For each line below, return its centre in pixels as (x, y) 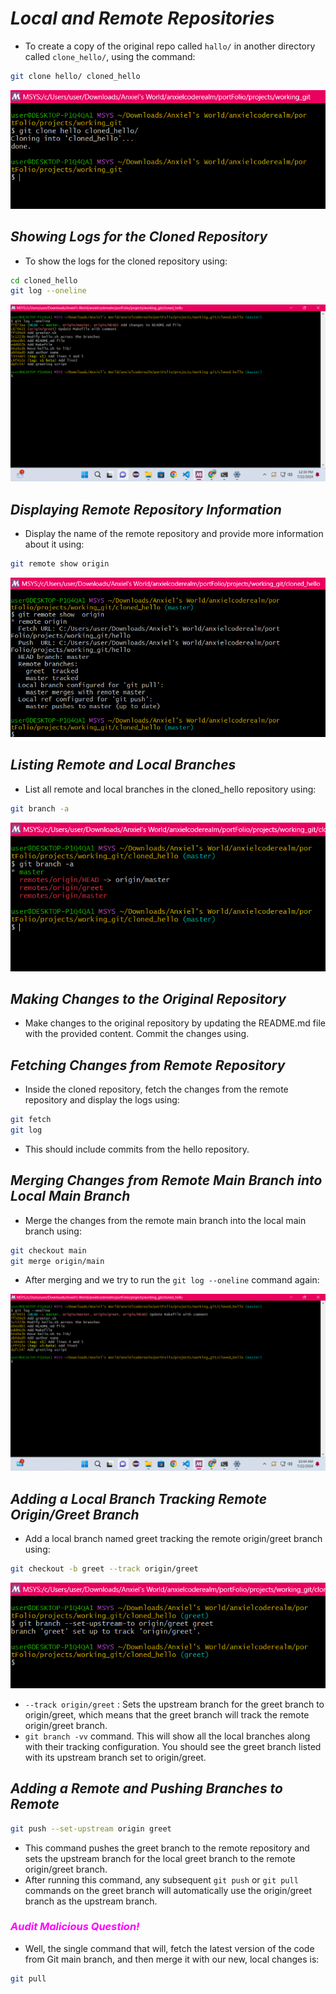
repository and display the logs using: (102, 1100)
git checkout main (48, 1250)
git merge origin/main (57, 1261)
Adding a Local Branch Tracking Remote (139, 1498)
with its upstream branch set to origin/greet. (115, 1757)
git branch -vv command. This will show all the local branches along (167, 1736)
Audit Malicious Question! (75, 1927)
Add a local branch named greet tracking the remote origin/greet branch (173, 1539)
